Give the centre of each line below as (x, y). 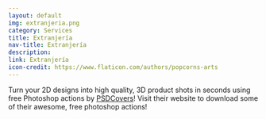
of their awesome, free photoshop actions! (78, 106)
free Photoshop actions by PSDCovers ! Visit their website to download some (133, 98)
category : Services (40, 30)
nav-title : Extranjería (48, 45)
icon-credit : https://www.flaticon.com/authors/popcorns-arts (113, 67)
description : (30, 52)
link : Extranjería (39, 60)
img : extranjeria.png (44, 23)
